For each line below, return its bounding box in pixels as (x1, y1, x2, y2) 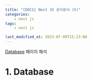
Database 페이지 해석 (5, 49, 47, 54)
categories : (5, 12, 30, 17)
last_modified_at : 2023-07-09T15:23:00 (5, 35, 88, 40)
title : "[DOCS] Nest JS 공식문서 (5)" (5, 7, 81, 12)
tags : (5, 21, 16, 26)
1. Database (5, 66, 54, 78)
